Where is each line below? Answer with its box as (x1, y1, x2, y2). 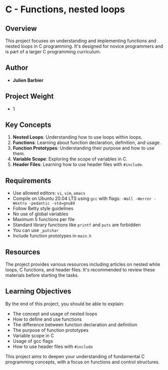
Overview (5, 24, 37, 33)
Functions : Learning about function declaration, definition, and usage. (12, 140, 161, 146)
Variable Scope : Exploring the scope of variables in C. (12, 156, 128, 162)
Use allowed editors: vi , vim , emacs (12, 190, 86, 196)
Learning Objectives (5, 287, 72, 296)
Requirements (5, 176, 51, 185)
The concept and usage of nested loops (12, 310, 97, 317)
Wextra (12, 201, 27, 206)
